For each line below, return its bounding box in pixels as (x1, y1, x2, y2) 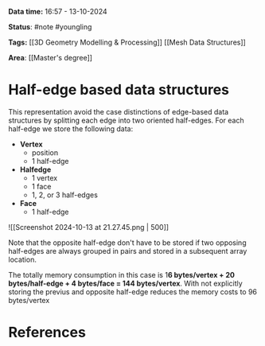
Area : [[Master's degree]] (8, 53, 93, 62)
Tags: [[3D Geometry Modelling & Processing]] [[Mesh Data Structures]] (8, 37, 247, 47)
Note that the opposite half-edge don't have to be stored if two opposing (8, 238, 247, 247)
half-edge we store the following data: (8, 123, 134, 134)
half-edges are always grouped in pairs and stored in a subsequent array (8, 246, 247, 255)
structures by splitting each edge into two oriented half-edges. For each (8, 115, 244, 125)
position (31, 147, 58, 157)
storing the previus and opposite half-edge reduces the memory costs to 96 (8, 286, 257, 297)
